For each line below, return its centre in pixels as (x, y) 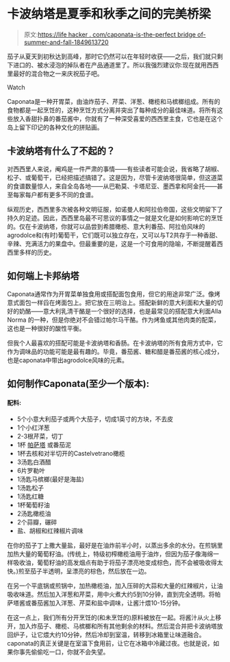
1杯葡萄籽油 (33, 505)
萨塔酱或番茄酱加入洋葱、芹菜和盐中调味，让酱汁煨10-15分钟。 (95, 603)
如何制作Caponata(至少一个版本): (78, 383)
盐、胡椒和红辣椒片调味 (50, 531)
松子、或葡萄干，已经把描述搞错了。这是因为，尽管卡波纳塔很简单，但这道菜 (115, 177)
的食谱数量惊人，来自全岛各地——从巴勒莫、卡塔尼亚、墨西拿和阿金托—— (112, 186)
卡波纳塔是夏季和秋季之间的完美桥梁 (109, 14)
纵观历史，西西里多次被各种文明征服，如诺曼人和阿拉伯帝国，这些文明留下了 (115, 209)
